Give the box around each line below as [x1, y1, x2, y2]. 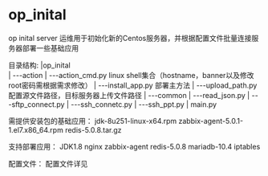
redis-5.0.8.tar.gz [65, 125, 122, 134]
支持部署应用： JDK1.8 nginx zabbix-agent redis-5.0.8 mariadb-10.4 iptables [8, 141, 261, 151]
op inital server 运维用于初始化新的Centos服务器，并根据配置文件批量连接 [8, 33, 252, 43]
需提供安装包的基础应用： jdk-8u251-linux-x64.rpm [8, 116, 177, 125]
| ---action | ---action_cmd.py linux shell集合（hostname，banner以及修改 [8, 70, 254, 80]
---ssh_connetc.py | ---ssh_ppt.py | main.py [71, 99, 217, 109]
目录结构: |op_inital [8, 60, 71, 70]
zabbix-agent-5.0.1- [178, 116, 243, 125]
